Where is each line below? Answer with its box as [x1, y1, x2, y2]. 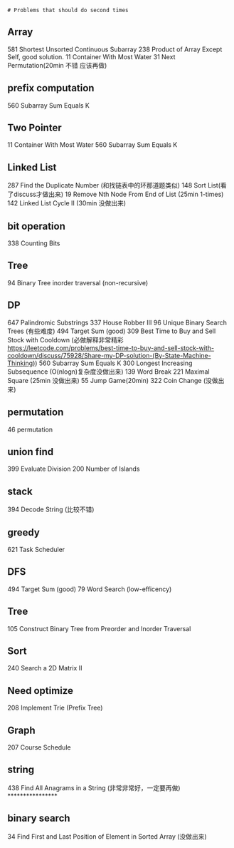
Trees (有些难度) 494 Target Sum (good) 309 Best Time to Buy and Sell [7, 327, 216, 335]
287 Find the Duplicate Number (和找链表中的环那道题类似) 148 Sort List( [7, 181, 221, 190]
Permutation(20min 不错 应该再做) [7, 61, 107, 69]
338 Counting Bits [7, 239, 60, 247]
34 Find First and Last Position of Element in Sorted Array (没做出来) [7, 832, 208, 841]
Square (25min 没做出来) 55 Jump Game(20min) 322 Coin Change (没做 [7, 376, 218, 384]
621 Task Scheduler [7, 545, 65, 553]
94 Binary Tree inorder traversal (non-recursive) [7, 278, 149, 287]
